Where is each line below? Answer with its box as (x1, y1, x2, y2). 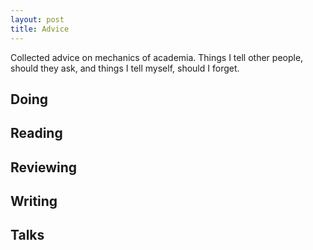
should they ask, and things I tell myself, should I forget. (10, 62, 240, 74)
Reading (10, 125, 63, 142)
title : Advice (10, 24, 70, 34)
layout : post (10, 14, 65, 25)
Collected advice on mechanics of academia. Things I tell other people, (10, 51, 304, 63)
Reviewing (10, 159, 78, 176)
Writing (10, 193, 58, 210)
